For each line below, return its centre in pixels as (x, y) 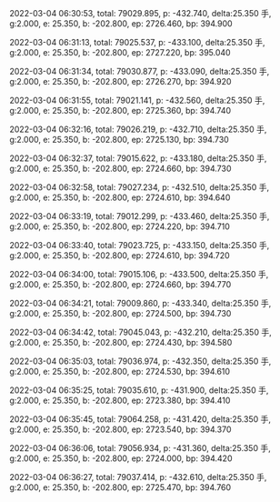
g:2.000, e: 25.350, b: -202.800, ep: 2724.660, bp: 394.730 (120, 168)
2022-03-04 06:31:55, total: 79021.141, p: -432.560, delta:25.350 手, (137, 100)
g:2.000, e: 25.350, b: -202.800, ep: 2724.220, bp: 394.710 (120, 226)
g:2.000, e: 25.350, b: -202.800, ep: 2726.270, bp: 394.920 (120, 81)
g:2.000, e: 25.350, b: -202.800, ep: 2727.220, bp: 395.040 (120, 52)
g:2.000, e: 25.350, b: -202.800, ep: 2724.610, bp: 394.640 (120, 197)
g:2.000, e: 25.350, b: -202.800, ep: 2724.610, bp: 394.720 (120, 256)
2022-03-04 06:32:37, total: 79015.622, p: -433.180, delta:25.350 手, (138, 158)
